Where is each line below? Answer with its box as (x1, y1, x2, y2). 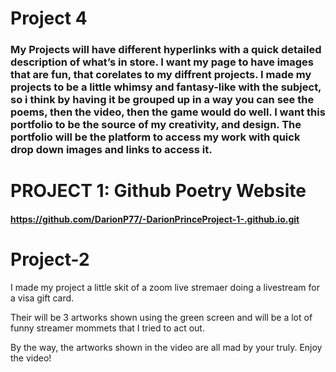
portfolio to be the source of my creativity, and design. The (10, 118, 302, 132)
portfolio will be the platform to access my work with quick (10, 130, 301, 144)
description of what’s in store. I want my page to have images (10, 55, 314, 69)
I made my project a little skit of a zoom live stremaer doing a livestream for (10, 281, 320, 293)
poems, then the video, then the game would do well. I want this (10, 105, 326, 119)
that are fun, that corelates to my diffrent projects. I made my (10, 68, 312, 82)
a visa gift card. (10, 292, 75, 304)
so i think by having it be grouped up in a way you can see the (10, 93, 315, 107)
